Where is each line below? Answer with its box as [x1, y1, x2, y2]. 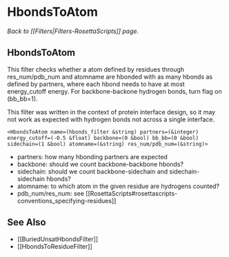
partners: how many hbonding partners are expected [17, 152, 168, 161]
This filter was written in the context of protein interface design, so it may [7, 107, 216, 116]
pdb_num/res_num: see [17, 189, 85, 197]
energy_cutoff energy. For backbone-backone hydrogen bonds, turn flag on [7, 87, 222, 95]
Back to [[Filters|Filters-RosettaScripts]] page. [7, 27, 139, 35]
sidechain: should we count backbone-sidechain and [17, 167, 168, 176]
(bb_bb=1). [7, 94, 38, 103]
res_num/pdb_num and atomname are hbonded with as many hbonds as [7, 72, 212, 81]
